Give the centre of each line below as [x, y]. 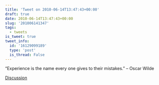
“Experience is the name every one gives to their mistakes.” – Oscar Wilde [79, 68]
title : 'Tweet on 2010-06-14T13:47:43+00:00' [52, 9]
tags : [11, 28]
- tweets [18, 32]
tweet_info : [17, 41]
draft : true [17, 14]
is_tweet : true [21, 37]
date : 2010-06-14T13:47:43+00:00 [39, 18]
